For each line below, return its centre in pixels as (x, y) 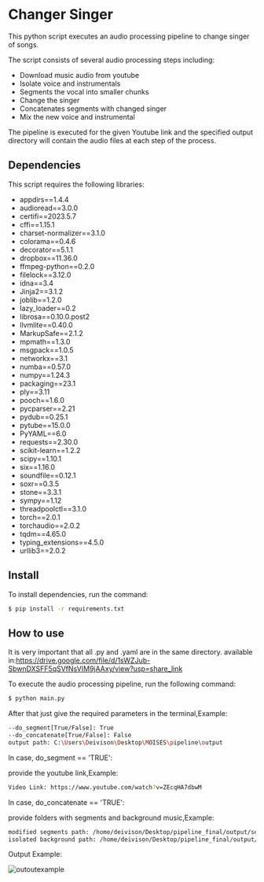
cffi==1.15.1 (37, 224)
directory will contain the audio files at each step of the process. (112, 140)
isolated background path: (52, 840)
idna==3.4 (36, 283)
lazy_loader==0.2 (48, 308)
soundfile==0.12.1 (48, 475)
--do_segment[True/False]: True (61, 728)
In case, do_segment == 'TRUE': (60, 758)
